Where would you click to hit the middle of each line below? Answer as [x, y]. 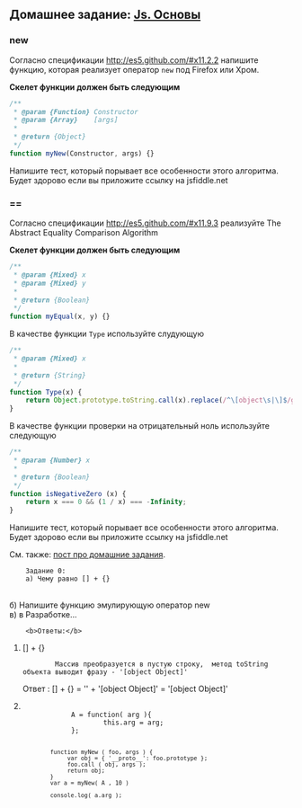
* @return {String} [50, 375]
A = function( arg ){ [111, 715]
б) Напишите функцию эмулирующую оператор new [110, 605]
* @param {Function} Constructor [76, 111]
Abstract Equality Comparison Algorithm [84, 233]
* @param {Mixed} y [50, 283]
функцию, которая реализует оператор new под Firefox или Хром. [134, 69]
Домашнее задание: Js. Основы [105, 15]
